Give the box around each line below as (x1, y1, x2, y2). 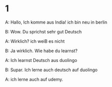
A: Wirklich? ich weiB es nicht (5, 38, 65, 44)
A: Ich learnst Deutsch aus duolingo (5, 57, 78, 63)
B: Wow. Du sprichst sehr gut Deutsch (5, 29, 82, 34)
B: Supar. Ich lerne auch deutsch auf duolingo (5, 67, 98, 73)
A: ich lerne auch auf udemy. (5, 76, 63, 82)
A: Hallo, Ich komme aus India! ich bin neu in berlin (5, 19, 107, 25)
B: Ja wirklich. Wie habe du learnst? (5, 48, 78, 54)
